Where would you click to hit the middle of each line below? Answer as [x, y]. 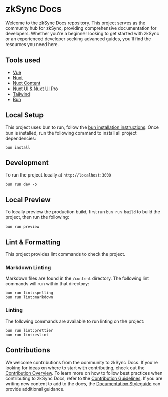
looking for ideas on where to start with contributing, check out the [75, 368]
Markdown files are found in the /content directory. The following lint [77, 278]
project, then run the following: [37, 217]
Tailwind [21, 94]
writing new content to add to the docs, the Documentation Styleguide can [83, 384]
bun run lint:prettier [29, 330]
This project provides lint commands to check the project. [65, 254]
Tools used [23, 60]
